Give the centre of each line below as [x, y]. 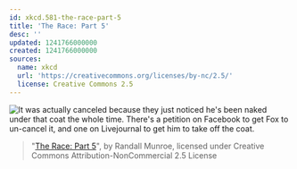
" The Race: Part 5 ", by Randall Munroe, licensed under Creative [148, 146]
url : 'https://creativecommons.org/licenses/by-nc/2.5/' [125, 76]
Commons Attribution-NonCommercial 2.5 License [124, 155]
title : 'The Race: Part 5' [59, 26]
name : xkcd [37, 68]
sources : [25, 59]
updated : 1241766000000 [54, 42]
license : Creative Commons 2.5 [75, 84]
